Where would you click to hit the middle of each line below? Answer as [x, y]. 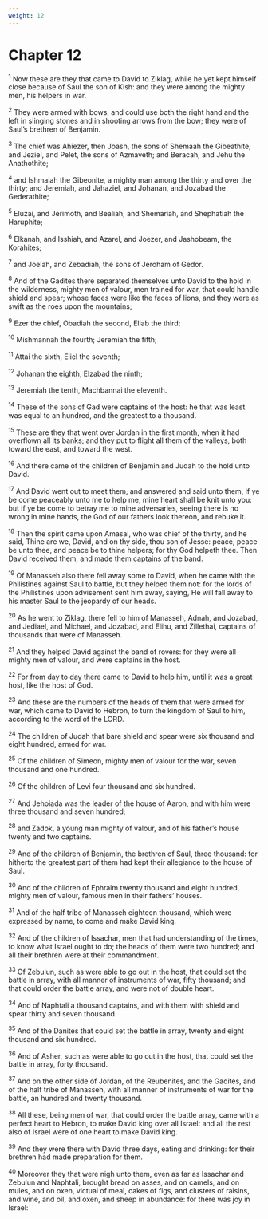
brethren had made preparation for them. [76, 1157]
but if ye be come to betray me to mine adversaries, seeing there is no [124, 508]
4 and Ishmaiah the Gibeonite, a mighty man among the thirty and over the [130, 179]
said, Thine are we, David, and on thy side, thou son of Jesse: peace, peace [133, 542]
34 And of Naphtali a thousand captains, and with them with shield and [124, 1004]
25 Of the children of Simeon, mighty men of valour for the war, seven [122, 760]
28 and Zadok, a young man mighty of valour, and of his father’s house [124, 828]
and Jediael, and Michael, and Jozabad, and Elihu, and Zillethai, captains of [132, 626]
